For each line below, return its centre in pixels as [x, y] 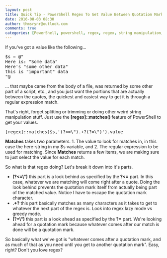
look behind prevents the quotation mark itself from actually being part [85, 187]
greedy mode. [27, 214]
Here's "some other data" [37, 67]
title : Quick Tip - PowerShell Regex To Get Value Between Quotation [79, 14]
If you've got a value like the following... [46, 47]
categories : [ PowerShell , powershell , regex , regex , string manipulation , [84, 33]
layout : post [19, 10]
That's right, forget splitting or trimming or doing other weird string [73, 112]
